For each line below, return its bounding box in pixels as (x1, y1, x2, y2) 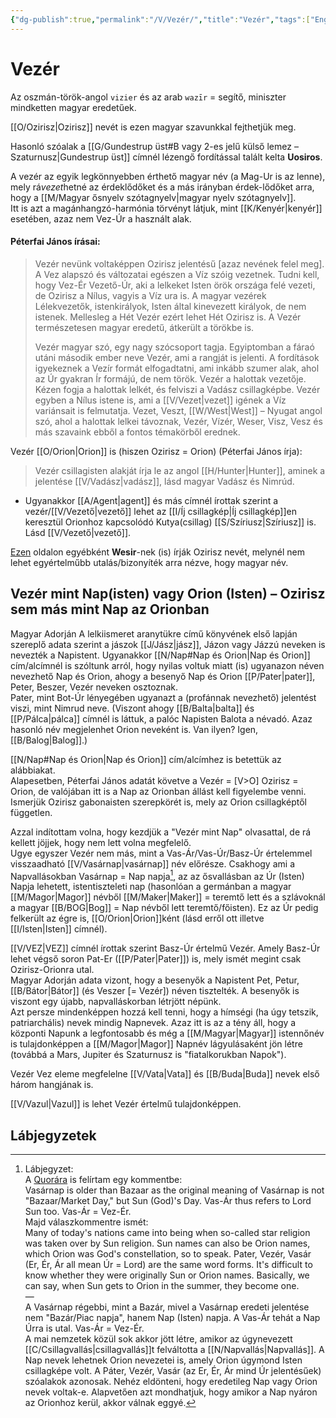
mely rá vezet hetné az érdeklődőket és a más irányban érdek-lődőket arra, (10, 181, 315, 193)
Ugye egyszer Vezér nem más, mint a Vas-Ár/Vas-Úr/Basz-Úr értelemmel (10, 847, 313, 859)
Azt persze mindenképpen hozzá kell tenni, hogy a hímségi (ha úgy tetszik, (10, 1006, 319, 1018)
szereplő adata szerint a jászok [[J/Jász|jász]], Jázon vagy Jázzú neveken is (10, 638, 326, 650)
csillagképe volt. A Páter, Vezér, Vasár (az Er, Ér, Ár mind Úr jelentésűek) (24, 1365, 322, 1377)
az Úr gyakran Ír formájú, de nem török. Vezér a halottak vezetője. (34, 372, 307, 385)
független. (10, 806, 53, 818)
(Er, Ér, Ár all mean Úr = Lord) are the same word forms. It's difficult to (24, 1259, 313, 1271)
